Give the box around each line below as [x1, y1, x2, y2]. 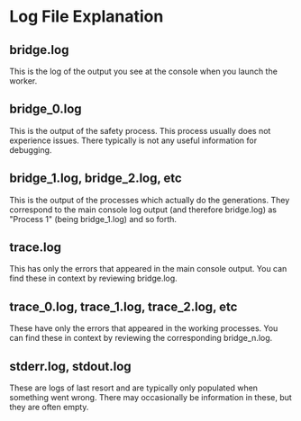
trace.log [9, 240, 61, 255]
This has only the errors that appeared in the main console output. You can [9, 264, 287, 274]
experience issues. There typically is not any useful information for [9, 135, 258, 146]
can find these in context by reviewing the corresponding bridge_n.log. [9, 333, 273, 344]
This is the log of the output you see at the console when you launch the [9, 66, 278, 76]
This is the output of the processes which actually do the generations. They [9, 194, 290, 205]
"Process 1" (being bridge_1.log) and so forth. [9, 213, 178, 224]
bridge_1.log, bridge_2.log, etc [9, 171, 182, 186]
